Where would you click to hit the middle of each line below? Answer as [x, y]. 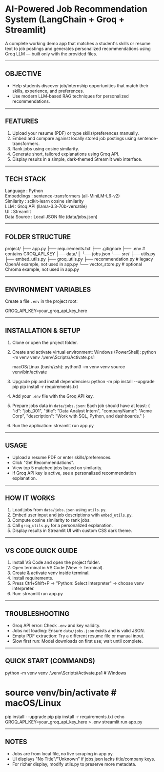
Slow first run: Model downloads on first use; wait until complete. [77, 641]
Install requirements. [33, 578]
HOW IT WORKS [30, 498]
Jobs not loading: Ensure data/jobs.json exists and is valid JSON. [79, 631]
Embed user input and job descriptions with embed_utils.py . [72, 515]
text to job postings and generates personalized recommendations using [78, 48]
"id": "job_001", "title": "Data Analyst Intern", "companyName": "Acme [82, 410]
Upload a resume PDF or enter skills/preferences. [62, 457]
